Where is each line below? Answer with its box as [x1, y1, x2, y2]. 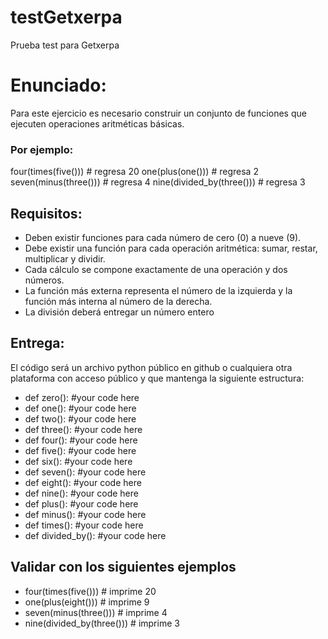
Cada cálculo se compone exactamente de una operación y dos [24, 263, 288, 275]
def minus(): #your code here [24, 508, 147, 520]
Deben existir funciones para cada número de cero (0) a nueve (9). [24, 231, 302, 243]
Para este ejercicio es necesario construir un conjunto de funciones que [10, 107, 307, 119]
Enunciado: [10, 74, 107, 97]
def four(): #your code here [24, 434, 138, 446]
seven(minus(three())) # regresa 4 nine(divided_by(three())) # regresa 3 [10, 176, 306, 188]
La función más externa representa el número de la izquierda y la [24, 284, 293, 296]
